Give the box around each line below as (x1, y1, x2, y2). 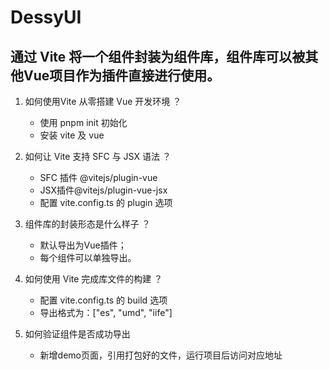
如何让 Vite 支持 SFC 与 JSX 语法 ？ (24, 151, 172, 162)
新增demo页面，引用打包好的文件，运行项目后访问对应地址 (39, 349, 283, 361)
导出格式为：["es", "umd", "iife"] (39, 307, 173, 318)
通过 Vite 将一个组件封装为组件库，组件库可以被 (10, 48, 306, 65)
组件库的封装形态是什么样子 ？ (24, 218, 151, 230)
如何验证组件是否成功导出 (24, 328, 131, 340)
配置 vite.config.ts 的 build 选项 (39, 294, 168, 306)
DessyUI (10, 6, 82, 29)
